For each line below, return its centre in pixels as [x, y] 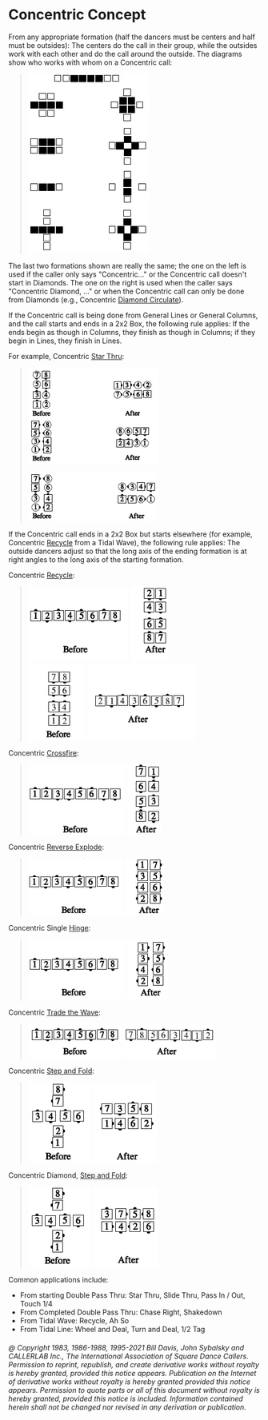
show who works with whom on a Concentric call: [90, 62]
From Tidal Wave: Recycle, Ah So [74, 1320]
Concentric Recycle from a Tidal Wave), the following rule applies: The [124, 542]
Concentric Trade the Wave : [55, 1012]
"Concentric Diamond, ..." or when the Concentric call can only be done [126, 291]
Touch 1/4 [36, 1303]
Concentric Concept [77, 15]
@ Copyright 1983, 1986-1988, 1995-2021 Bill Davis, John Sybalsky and [126, 1347]
